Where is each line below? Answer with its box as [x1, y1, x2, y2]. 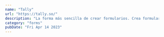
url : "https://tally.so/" [5, 12, 58, 16]
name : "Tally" [5, 7, 34, 12]
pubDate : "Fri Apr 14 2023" [5, 25, 62, 30]
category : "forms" [5, 20, 42, 25]
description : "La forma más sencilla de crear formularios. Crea [5, 16, 141, 21]
